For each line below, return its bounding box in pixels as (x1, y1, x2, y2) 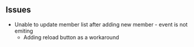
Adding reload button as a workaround (23, 33, 119, 41)
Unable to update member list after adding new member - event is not (14, 20, 188, 28)
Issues (5, 5, 31, 15)
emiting (14, 27, 34, 34)
